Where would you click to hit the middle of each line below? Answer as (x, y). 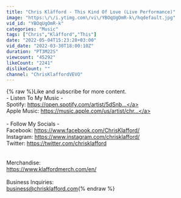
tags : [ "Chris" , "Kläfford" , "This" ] (51, 35)
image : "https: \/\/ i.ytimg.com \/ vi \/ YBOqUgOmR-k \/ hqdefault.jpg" (91, 18)
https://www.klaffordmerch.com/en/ (51, 169)
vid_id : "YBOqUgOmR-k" (35, 23)
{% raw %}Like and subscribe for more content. (66, 91)
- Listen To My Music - (35, 98)
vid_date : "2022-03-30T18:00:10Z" (50, 46)
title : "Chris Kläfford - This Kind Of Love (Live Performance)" (91, 12)
